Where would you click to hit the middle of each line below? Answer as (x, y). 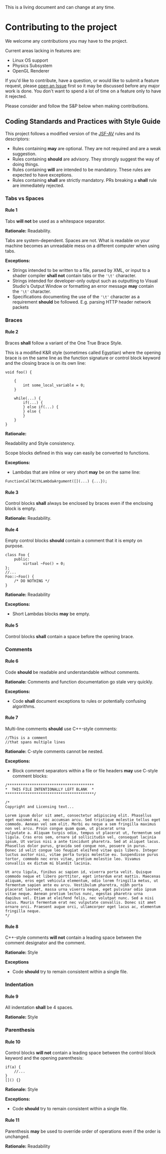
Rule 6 (12, 661)
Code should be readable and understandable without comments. (73, 672)
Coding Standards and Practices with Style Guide (83, 122)
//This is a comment (27, 738)
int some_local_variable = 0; (54, 385)
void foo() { (19, 372)
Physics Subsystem (32, 65)
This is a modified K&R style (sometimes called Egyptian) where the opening (83, 353)
